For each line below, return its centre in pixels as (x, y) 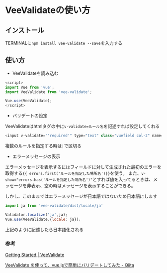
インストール (25, 30)
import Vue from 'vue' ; (30, 87)
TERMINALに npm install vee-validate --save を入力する (64, 43)
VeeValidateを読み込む (35, 73)
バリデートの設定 (30, 116)
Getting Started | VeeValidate (35, 255)
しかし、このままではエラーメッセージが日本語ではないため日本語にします (81, 196)
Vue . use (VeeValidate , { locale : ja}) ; (43, 219)
